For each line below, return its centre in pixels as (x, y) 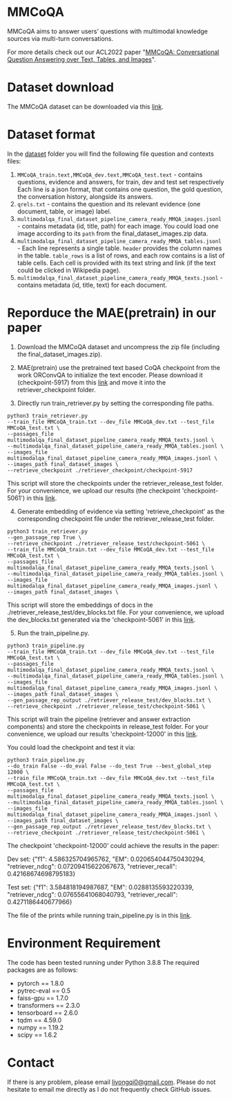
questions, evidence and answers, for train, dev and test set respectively (120, 181)
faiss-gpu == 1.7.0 (43, 997)
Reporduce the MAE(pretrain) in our (112, 313)
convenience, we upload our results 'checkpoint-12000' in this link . (103, 734)
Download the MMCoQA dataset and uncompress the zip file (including (118, 346)
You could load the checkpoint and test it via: (71, 747)
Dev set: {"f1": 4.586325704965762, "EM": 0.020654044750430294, (106, 859)
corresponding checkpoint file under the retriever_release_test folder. (116, 518)
